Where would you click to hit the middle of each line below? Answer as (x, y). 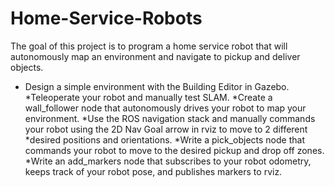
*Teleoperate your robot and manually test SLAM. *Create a (148, 97)
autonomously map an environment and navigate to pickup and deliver (155, 56)
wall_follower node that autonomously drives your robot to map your (165, 108)
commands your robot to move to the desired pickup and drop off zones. (174, 150)
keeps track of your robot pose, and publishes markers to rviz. (153, 171)
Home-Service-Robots (106, 18)
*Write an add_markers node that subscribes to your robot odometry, (168, 161)
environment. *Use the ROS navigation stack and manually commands (170, 118)
